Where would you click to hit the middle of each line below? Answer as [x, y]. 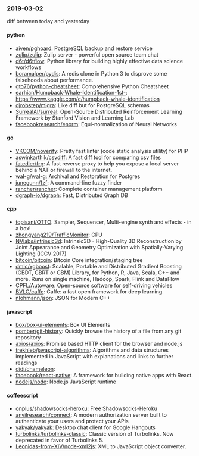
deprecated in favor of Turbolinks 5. [59, 440]
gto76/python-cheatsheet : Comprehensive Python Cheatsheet [92, 86]
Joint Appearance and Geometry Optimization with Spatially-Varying [99, 247]
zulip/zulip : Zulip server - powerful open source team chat [87, 54]
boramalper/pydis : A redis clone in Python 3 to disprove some [91, 73]
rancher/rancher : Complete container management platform [89, 189]
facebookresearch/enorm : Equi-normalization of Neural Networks [96, 124]
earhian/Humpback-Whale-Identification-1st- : [71, 92]
